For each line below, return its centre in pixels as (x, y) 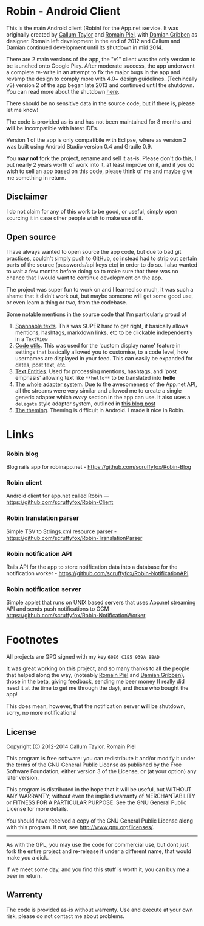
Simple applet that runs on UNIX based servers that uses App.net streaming (101, 602)
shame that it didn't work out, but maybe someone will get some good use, (100, 296)
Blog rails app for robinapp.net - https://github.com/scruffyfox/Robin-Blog (99, 467)
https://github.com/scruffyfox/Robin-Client (60, 502)
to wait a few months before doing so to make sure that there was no (92, 271)
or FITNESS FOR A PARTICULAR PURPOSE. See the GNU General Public (97, 802)
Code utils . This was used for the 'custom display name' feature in (98, 345)
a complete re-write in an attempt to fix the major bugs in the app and (93, 72)
